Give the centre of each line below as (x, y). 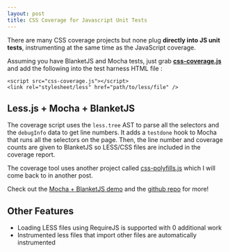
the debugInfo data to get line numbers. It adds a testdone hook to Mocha (112, 132)
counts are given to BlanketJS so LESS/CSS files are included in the (104, 148)
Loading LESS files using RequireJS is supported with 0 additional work (120, 228)
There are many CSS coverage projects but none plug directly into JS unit (114, 40)
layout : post (26, 14)
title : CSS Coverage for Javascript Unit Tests (77, 20)
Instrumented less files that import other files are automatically (107, 235)
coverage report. (31, 155)
